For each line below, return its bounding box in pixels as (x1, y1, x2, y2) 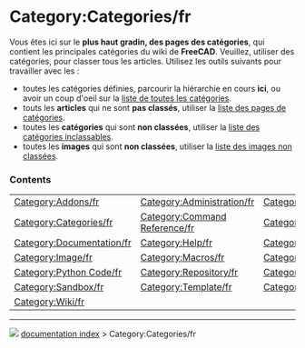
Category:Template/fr (140, 281, 232, 293)
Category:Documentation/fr (14, 236, 132, 249)
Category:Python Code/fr (14, 266, 123, 279)
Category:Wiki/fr (14, 295, 85, 308)
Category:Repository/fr (140, 266, 239, 279)
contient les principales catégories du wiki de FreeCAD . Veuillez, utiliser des (9, 45, 295, 56)
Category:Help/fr (140, 236, 213, 249)
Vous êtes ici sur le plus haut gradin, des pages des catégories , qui (9, 36, 265, 47)
